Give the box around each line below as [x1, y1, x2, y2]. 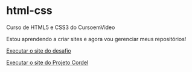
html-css [6, 4, 53, 18]
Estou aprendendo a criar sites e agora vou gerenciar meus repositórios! [6, 35, 187, 42]
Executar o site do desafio [6, 47, 71, 54]
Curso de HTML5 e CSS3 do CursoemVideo [6, 24, 115, 31]
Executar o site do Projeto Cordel [6, 59, 89, 66]
